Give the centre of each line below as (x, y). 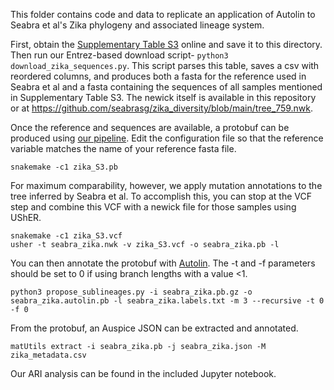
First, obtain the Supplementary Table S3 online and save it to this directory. (166, 44)
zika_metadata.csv (48, 355)
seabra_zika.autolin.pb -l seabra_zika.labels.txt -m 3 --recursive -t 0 (167, 301)
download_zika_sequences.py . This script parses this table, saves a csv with (165, 65)
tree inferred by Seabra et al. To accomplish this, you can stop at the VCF (161, 196)
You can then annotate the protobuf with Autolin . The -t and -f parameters (163, 263)
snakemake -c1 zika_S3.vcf (66, 236)
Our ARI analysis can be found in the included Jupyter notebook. (143, 373)
